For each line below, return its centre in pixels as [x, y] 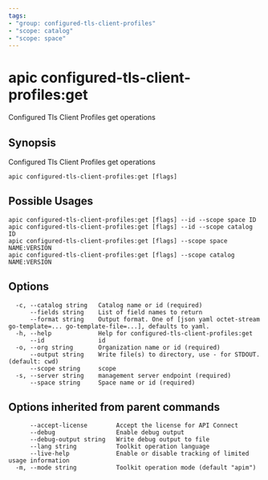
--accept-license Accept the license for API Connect [134, 426]
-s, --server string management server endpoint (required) [123, 375]
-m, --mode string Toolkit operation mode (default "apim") [136, 468]
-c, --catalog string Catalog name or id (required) [109, 305]
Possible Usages [51, 201]
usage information [39, 461]
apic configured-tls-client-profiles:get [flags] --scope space [118, 241]
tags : [17, 16]
